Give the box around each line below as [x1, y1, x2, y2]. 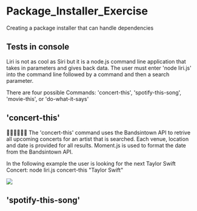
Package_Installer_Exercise [6, 4, 149, 18]
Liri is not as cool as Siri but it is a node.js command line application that [6, 57, 186, 65]
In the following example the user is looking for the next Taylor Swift [6, 160, 176, 167]
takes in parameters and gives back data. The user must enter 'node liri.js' [6, 64, 192, 71]
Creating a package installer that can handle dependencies [6, 24, 154, 31]
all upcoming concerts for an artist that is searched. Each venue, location [6, 135, 189, 143]
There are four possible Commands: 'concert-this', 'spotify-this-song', [6, 89, 182, 96]
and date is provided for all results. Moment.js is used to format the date [6, 141, 186, 149]
